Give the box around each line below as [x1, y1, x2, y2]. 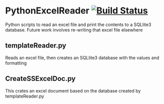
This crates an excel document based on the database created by [5, 87, 141, 93]
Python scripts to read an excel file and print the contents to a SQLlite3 [5, 21, 151, 27]
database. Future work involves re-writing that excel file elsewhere [5, 26, 143, 32]
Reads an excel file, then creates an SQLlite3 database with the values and [5, 54, 159, 60]
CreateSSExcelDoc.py [5, 74, 76, 83]
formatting [5, 60, 27, 66]
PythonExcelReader [5, 5, 90, 16]
